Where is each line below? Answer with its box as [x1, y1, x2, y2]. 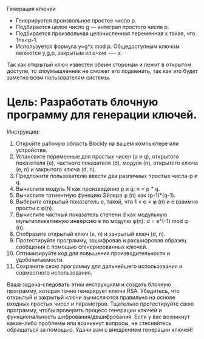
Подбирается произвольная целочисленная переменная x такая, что [15, 30, 195, 37]
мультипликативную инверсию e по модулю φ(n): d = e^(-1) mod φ [15, 217, 189, 224]
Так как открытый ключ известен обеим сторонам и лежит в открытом [7, 61, 192, 68]
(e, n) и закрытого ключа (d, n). [15, 165, 97, 173]
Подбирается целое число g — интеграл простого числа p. [15, 24, 169, 30]
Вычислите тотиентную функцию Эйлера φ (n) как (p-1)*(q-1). [15, 191, 175, 199]
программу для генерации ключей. [7, 108, 197, 122]
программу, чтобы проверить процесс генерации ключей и [7, 306, 162, 313]
